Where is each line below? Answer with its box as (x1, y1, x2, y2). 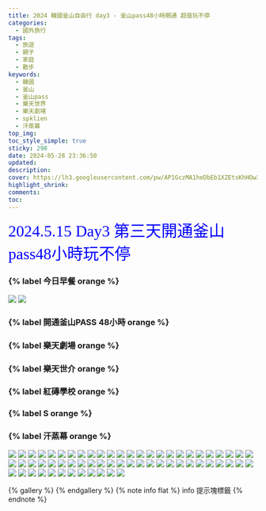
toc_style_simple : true (8, 136, 87, 145)
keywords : (8, 71, 41, 78)
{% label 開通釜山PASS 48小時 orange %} (8, 316, 170, 327)
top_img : (8, 129, 37, 137)
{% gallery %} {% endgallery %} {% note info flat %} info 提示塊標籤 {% (8, 485, 243, 495)
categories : (8, 19, 47, 27)
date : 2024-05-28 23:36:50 (8, 151, 97, 159)
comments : (8, 188, 41, 196)
